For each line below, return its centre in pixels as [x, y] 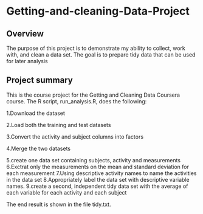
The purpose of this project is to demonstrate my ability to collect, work [96, 48]
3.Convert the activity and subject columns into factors [75, 136]
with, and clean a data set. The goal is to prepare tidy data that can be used [101, 55]
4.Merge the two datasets [39, 148]
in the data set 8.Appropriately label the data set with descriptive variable [98, 179]
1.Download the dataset [36, 113]
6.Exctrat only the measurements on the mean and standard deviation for [98, 167]
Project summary [40, 80]
